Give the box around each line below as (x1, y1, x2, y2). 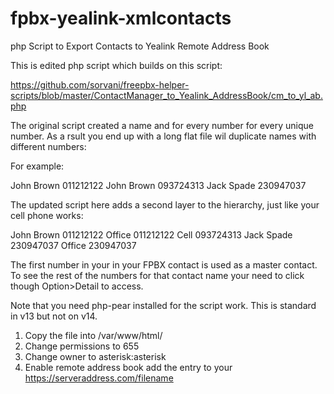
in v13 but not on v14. (10, 310, 98, 322)
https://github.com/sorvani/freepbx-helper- (10, 78, 190, 91)
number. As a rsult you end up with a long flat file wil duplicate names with (10, 130, 317, 142)
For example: (10, 160, 65, 172)
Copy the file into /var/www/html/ (24, 329, 163, 341)
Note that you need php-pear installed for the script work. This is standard (10, 299, 317, 311)
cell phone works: (10, 209, 84, 221)
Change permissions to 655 (24, 340, 140, 352)
